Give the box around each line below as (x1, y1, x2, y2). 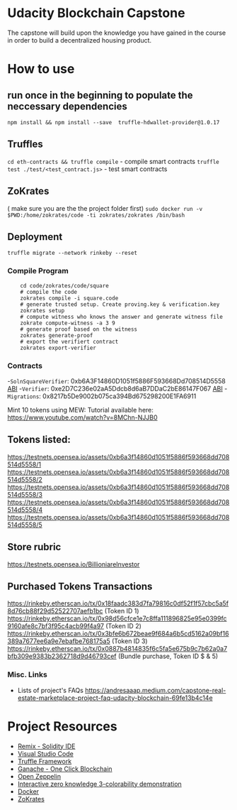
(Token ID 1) (104, 607, 139, 615)
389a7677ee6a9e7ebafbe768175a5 (7, 637, 111, 645)
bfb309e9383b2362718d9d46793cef (7, 652, 117, 661)
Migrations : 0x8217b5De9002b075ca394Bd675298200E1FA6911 (7, 392, 197, 400)
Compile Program (7, 266, 69, 276)
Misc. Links (7, 669, 47, 679)
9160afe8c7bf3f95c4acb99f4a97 (7, 622, 105, 630)
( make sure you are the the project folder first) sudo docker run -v (7, 204, 203, 212)
